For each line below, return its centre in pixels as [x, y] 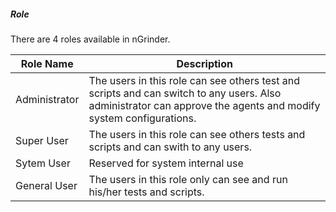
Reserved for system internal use [166, 163]
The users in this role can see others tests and [197, 134]
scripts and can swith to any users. [170, 147]
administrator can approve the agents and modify [204, 105]
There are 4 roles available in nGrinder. [90, 39]
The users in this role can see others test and [194, 80]
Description [204, 63]
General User [46, 185]
